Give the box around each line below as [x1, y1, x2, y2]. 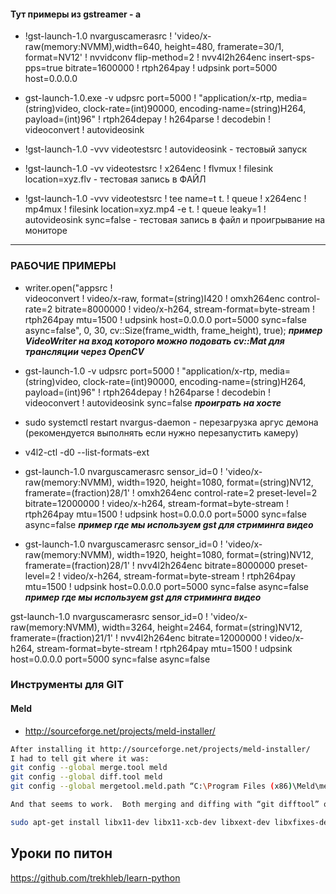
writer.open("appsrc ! [24, 281, 113, 294]
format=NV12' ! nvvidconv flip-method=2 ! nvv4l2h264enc [24, 51, 267, 64]
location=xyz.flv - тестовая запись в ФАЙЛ [24, 173, 207, 185]
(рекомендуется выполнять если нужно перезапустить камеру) [24, 426, 299, 439]
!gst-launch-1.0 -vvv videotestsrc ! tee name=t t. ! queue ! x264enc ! [24, 193, 307, 205]
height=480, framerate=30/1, [164, 41, 285, 53]
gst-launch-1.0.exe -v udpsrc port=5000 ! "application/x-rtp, [24, 92, 275, 104]
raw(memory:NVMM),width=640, [24, 41, 163, 53]
